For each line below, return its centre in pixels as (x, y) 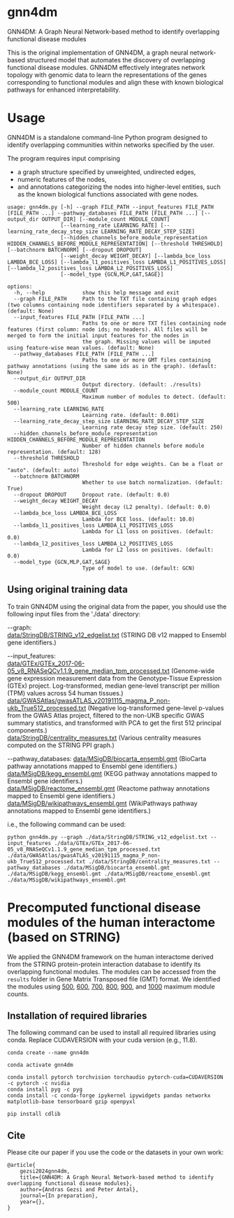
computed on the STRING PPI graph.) (61, 745)
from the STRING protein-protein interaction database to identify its (104, 964)
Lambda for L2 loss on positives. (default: (148, 550)
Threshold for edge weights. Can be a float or (153, 464)
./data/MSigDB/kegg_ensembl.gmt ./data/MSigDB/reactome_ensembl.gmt (109, 874)
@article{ (22, 1166)
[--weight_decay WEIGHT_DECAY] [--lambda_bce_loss (136, 256)
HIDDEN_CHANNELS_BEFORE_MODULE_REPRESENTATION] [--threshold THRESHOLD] (115, 243)
